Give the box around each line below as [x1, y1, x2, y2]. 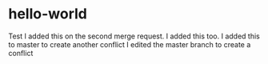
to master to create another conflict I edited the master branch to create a [8, 39, 251, 49]
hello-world [8, 5, 88, 23]
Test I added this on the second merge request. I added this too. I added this [8, 31, 260, 41]
